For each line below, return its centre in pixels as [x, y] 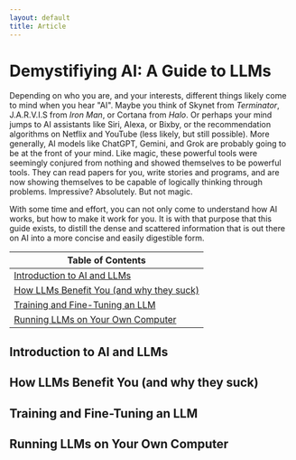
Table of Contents [106, 260]
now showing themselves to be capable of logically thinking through [136, 183]
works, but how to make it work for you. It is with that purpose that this [141, 219]
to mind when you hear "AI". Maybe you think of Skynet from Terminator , [144, 106]
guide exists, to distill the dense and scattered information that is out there [148, 229]
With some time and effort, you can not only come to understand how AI [143, 210]
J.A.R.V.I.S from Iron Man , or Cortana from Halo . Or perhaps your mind [141, 115]
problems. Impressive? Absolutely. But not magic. [101, 192]
